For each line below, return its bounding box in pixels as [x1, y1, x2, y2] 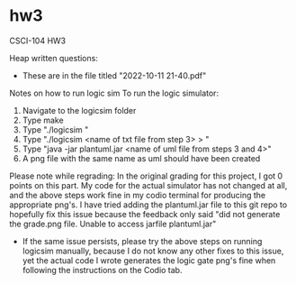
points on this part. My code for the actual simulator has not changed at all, [9, 179, 288, 190]
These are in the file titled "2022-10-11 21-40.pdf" [22, 69, 207, 81]
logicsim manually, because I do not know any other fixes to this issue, [22, 245, 284, 256]
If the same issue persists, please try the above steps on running [22, 235, 263, 246]
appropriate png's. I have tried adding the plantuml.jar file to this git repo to [9, 199, 288, 210]
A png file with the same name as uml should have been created [22, 152, 261, 163]
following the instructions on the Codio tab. [22, 264, 183, 275]
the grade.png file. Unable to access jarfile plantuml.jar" [9, 218, 217, 229]
